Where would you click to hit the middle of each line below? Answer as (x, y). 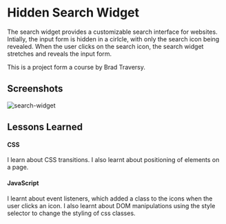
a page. (18, 167)
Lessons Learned (45, 127)
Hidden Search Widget (73, 13)
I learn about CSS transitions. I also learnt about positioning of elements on (113, 160)
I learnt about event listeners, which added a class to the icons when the (110, 198)
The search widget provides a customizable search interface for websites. (113, 32)
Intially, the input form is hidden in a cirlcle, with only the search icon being (113, 39)
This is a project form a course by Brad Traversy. (76, 67)
